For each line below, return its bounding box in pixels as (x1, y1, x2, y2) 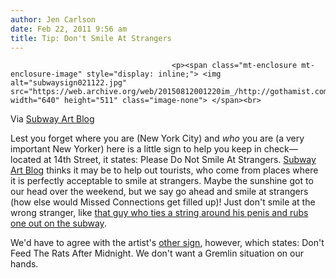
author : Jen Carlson (10, 14, 97, 25)
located (10, 154, 42, 166)
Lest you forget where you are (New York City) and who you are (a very (10, 132, 305, 145)
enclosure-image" (10, 69, 83, 80)
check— (263, 143, 298, 155)
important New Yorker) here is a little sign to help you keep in (10, 143, 262, 155)
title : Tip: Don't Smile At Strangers (10, 33, 172, 43)
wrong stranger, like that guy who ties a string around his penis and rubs (10, 207, 309, 219)
